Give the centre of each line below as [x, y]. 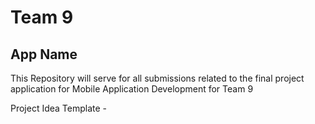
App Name [44, 54]
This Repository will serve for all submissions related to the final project [157, 78]
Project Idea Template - [59, 108]
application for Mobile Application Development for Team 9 [132, 89]
